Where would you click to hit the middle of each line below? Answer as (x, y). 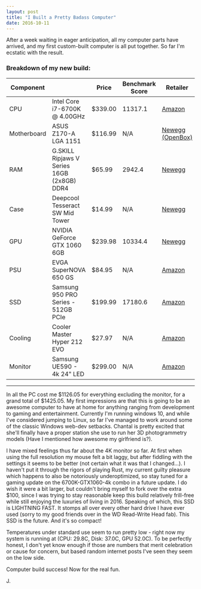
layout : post (22, 12)
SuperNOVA (69, 270)
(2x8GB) (64, 180)
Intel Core (66, 101)
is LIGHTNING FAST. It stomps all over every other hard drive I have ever (95, 508)
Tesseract (66, 206)
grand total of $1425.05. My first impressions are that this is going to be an (98, 401)
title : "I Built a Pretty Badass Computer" (61, 17)
